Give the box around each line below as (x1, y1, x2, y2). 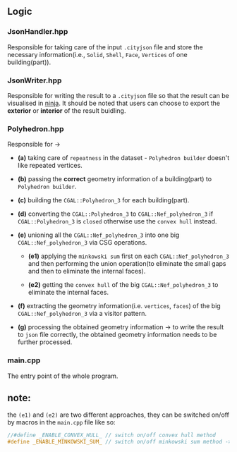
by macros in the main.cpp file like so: (7, 418, 116, 427)
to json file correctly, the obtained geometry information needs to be (17, 331, 217, 339)
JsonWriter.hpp (7, 75, 62, 85)
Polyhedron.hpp (7, 123, 64, 133)
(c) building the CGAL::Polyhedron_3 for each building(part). (17, 196, 190, 204)
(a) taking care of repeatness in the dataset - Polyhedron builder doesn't (17, 154, 230, 162)
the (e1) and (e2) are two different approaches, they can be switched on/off (7, 410, 229, 419)
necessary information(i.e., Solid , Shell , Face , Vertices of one (7, 50, 188, 59)
